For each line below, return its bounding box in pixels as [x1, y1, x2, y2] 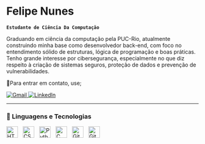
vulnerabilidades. [6, 67, 50, 74]
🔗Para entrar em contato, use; [6, 79, 82, 87]
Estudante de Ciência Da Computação [6, 24, 99, 31]
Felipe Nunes [6, 4, 74, 18]
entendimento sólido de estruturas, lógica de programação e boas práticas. [6, 48, 196, 56]
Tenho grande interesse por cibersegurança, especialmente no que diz [6, 54, 185, 62]
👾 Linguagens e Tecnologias [6, 112, 92, 120]
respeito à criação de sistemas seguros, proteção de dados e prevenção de [6, 61, 196, 68]
